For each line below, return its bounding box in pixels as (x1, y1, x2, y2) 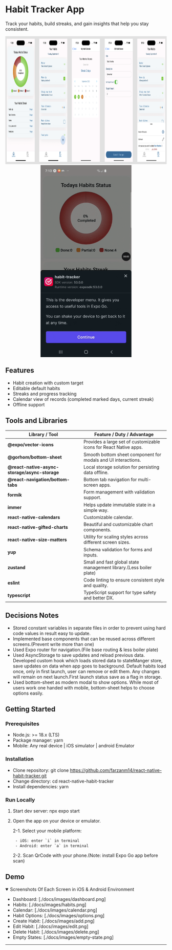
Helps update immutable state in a (83, 502, 155, 508)
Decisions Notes (5, 611, 59, 620)
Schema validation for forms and (83, 546, 152, 552)
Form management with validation (83, 489, 155, 495)
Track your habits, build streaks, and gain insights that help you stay (5, 20, 149, 27)
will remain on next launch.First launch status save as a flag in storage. (12, 674, 162, 680)
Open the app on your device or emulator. (12, 817, 101, 824)
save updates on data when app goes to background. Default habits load (12, 663, 166, 669)
